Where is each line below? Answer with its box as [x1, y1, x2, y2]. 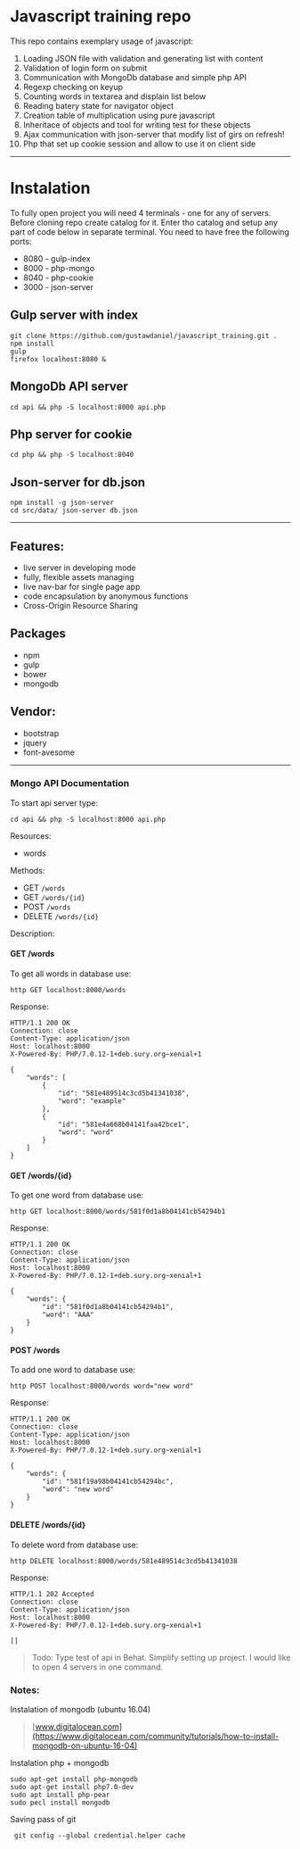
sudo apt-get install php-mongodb [10, 1774, 139, 1784]
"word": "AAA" [42, 1310, 94, 1320]
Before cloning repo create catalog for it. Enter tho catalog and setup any [10, 217, 279, 228]
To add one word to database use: [10, 1364, 136, 1375]
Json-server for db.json [10, 475, 146, 490]
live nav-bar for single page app [22, 581, 141, 592]
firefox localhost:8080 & [10, 354, 106, 363]
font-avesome [22, 747, 75, 758]
